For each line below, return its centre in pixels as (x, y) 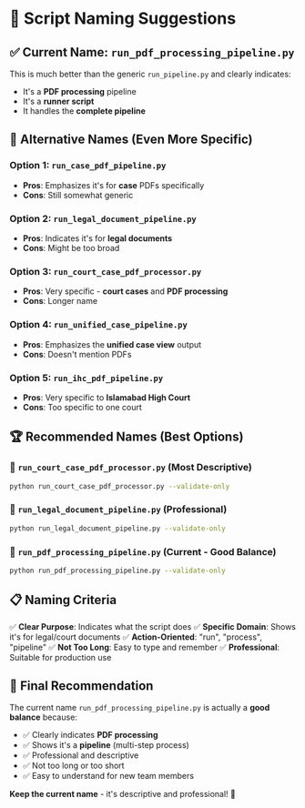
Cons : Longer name (60, 301)
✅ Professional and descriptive (81, 755)
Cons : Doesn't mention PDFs (77, 354)
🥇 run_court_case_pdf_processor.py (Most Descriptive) (131, 468)
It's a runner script (58, 101)
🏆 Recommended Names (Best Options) (127, 437)
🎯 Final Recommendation (81, 686)
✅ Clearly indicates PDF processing (90, 735)
